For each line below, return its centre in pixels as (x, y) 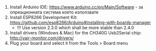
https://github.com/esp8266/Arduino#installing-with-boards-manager (80, 22)
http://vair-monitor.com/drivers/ (42, 38)
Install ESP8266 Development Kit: (44, 17)
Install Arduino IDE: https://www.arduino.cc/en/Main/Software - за (76, 7)
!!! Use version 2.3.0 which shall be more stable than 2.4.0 (76, 28)
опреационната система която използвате (54, 12)
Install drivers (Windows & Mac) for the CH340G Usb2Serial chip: (76, 33)
